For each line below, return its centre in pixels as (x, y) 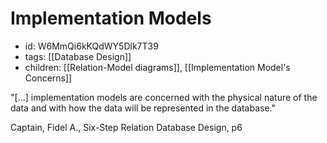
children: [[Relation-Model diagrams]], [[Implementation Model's (157, 67)
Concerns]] (48, 78)
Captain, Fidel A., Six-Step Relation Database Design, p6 (126, 127)
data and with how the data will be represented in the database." (143, 108)
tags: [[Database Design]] (78, 56)
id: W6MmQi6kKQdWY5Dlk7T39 (91, 46)
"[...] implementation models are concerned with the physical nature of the (164, 97)
